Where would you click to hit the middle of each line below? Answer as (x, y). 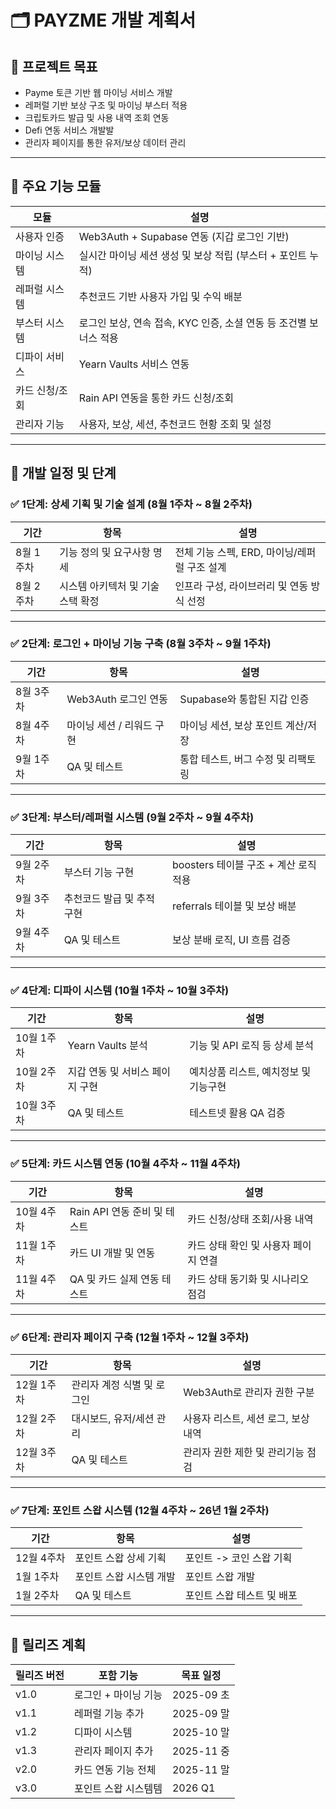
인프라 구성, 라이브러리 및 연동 (241, 586)
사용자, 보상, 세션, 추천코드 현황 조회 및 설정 (175, 424)
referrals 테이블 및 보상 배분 (234, 906)
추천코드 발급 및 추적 (109, 899)
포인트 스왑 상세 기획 (120, 1558)
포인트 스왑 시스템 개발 (125, 1577)
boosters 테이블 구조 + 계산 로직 (244, 865)
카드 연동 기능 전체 (115, 1770)
